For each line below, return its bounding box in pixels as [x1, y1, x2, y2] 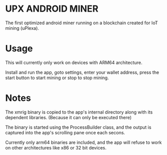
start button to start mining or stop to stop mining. [5, 74, 109, 81]
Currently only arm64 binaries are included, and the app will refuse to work [5, 139, 162, 145]
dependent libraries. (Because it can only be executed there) [5, 114, 132, 120]
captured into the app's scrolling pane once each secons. [5, 129, 126, 135]
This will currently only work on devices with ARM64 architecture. [5, 59, 143, 66]
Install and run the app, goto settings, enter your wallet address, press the [5, 69, 159, 75]
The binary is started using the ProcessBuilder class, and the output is [5, 124, 152, 130]
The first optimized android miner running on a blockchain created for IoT [5, 20, 158, 26]
